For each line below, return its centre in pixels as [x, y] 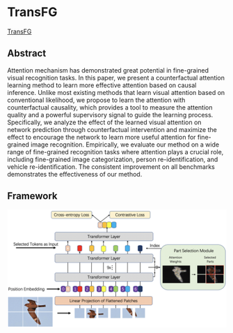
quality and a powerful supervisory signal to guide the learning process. [110, 114]
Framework [32, 196]
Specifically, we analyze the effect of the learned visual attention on [104, 122]
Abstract [27, 53]
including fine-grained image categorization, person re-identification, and [113, 159]
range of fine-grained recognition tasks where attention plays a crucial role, [115, 151]
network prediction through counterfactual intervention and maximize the [112, 129]
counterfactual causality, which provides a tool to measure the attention [110, 107]
